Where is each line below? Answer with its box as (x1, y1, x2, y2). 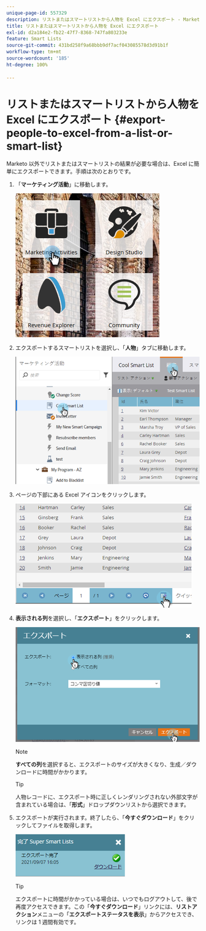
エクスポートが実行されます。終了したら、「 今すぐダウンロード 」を (15, 814, 184, 822)
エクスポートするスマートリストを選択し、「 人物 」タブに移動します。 (15, 344, 189, 352)
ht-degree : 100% (6, 61, 48, 68)
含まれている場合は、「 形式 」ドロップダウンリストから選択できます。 (15, 801, 189, 808)
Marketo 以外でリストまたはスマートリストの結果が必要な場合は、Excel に (6, 160, 194, 168)
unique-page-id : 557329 (6, 10, 67, 16)
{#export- (114, 112, 166, 126)
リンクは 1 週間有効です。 (15, 918, 80, 926)
